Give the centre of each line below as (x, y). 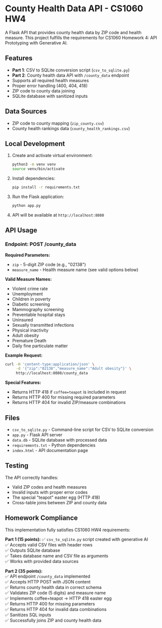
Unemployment (27, 293)
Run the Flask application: (38, 197)
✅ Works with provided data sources (42, 561)
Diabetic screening (31, 304)
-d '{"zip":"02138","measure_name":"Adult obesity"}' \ (74, 369)
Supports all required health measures (50, 80)
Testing (17, 466)
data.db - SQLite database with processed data (59, 440)
